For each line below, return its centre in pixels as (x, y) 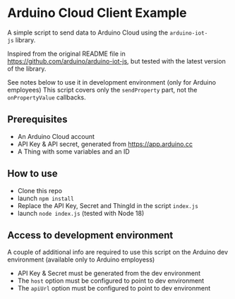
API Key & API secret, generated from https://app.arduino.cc (105, 144)
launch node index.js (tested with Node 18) (81, 213)
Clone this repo (40, 190)
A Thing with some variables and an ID (74, 151)
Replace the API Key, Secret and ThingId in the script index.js (108, 205)
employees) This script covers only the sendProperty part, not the (102, 90)
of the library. (27, 68)
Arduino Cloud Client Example (97, 13)
